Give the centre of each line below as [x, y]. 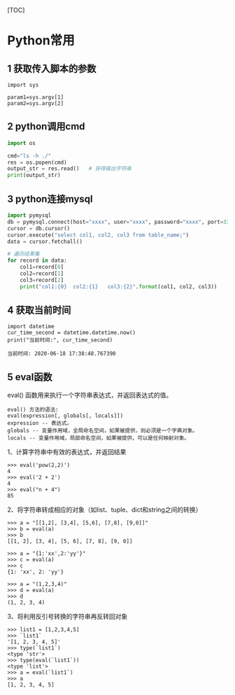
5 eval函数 [30, 377]
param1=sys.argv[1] [36, 97]
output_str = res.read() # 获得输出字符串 [69, 169]
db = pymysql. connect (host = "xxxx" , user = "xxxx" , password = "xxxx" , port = [115, 222]
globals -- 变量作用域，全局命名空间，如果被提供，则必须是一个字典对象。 [102, 431]
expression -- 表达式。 [40, 423]
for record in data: [37, 261]
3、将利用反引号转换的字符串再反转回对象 [67, 617]
